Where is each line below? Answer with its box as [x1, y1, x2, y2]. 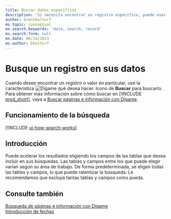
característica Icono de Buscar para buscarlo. [5, 85, 163, 91]
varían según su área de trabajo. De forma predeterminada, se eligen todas [5, 164, 164, 170]
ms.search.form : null [5, 31, 52, 36]
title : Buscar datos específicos [5, 7, 77, 13]
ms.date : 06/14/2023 [5, 36, 50, 41]
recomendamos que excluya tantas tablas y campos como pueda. [5, 174, 144, 181]
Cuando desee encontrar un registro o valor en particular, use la [5, 80, 141, 86]
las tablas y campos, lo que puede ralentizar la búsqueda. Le [5, 169, 134, 176]
